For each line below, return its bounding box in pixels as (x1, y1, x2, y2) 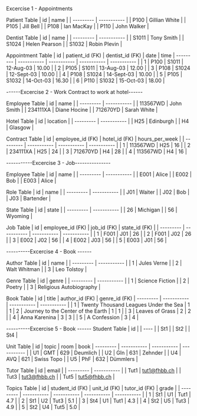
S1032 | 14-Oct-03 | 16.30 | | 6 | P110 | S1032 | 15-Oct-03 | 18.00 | (6, 77, 165, 84)
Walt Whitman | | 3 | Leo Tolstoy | (6, 266, 87, 272)
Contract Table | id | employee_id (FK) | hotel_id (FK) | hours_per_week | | (6, 135, 185, 142)
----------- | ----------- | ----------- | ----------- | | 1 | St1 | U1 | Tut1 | (22, 391, 191, 398)
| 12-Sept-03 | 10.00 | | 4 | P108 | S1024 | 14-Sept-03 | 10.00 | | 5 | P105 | (6, 71, 183, 77)
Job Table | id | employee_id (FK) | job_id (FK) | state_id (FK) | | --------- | (6, 224, 185, 231)
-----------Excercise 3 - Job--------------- (6, 160, 111, 166)
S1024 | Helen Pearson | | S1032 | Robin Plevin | (6, 41, 123, 47)
